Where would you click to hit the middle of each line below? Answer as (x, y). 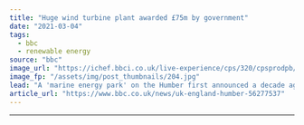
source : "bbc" (36, 60)
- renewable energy (54, 52)
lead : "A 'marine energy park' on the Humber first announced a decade (147, 85)
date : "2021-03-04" (46, 26)
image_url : (30, 69)
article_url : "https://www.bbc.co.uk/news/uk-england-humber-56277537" (147, 93)
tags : (19, 34)
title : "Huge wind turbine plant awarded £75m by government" (129, 18)
